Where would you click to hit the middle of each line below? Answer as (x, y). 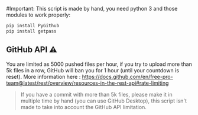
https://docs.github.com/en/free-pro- (127, 76)
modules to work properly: (38, 15)
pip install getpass (32, 31)
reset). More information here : (43, 76)
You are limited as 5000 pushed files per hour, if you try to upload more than (99, 64)
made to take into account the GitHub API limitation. (83, 107)
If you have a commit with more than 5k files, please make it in (96, 94)
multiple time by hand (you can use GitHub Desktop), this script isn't (104, 101)
